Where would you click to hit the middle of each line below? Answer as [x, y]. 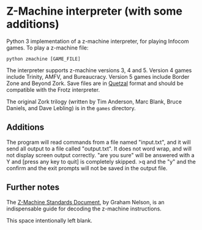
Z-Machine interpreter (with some [94, 11]
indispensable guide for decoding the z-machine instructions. [84, 209]
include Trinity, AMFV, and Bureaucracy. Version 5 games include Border [98, 76]
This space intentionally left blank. [50, 220]
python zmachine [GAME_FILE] [43, 59]
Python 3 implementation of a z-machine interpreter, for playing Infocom [98, 41]
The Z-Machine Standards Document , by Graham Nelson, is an [85, 202]
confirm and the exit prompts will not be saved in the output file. [87, 168]
